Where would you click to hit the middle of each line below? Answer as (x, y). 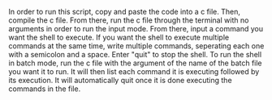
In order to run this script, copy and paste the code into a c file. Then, (125, 12)
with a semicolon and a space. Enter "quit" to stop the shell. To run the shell (135, 54)
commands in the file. (45, 89)
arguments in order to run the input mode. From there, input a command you (136, 29)
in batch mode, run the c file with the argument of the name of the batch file (135, 63)
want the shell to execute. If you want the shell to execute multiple (119, 37)
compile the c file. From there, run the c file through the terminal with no (129, 20)
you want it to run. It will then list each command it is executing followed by (134, 71)
